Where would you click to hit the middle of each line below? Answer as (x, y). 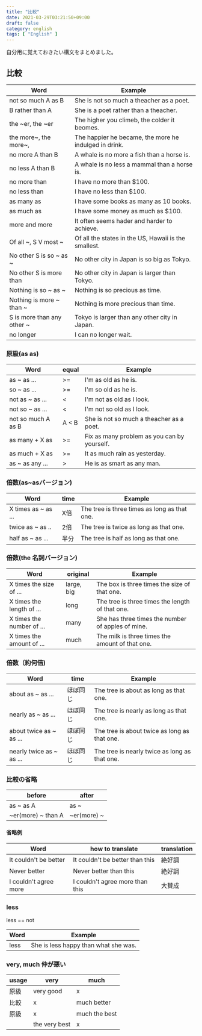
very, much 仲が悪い (36, 964)
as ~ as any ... (29, 463)
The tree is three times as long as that (134, 508)
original (78, 574)
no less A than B (32, 168)
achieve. (86, 228)
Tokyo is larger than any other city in (126, 317)
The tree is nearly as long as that (140, 711)
